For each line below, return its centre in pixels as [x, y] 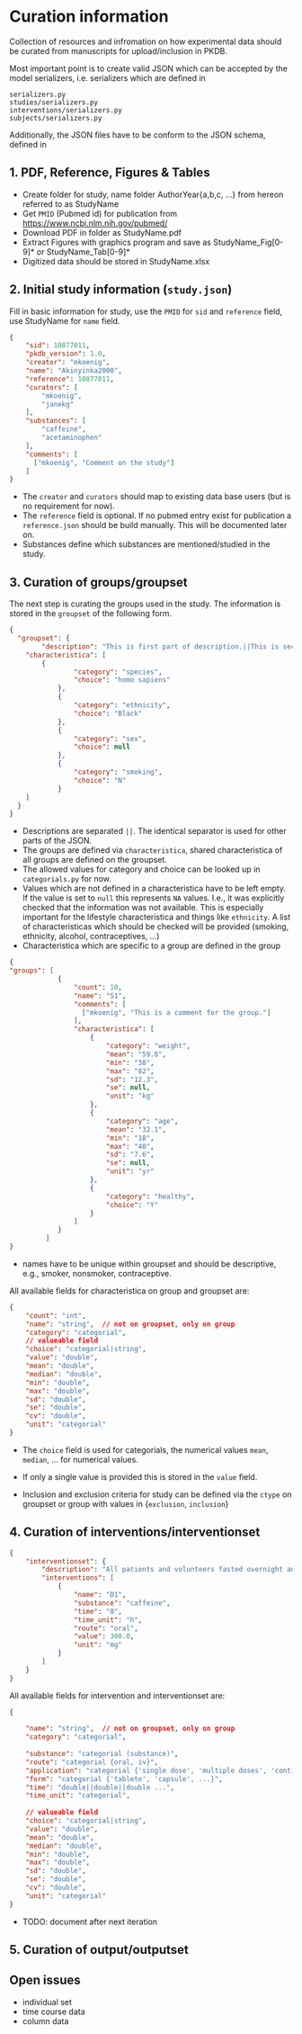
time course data [53, 2012]
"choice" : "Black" [108, 713]
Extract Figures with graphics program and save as [116, 242]
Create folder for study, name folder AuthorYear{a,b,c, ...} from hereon [153, 194]
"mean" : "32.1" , [136, 1129]
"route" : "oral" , [106, 1628]
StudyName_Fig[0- [248, 242]
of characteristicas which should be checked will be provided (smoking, [155, 927]
